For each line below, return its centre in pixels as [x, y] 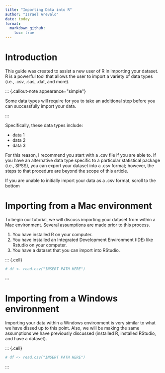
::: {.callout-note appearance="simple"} [45, 91]
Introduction [31, 57]
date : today [17, 19]
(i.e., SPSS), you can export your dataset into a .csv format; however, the [80, 165]
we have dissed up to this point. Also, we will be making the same [72, 328]
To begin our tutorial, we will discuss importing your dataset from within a [80, 219]
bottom [12, 186]
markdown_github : [28, 28]
